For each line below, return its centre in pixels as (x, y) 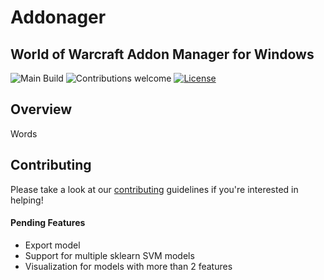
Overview (41, 109)
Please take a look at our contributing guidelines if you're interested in (154, 189)
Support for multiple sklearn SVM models (109, 255)
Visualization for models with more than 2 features (128, 266)
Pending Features (48, 223)
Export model (52, 245)
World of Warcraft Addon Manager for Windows (162, 54)
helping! (27, 200)
